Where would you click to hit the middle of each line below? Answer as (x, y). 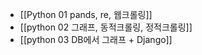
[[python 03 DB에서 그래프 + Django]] (96, 39)
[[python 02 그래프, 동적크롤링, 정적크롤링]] (106, 27)
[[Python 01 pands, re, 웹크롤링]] (86, 14)
